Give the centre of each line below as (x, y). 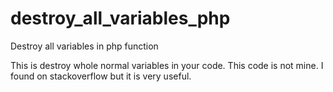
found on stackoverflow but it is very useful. (101, 76)
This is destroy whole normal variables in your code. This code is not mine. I (167, 65)
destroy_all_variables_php (120, 18)
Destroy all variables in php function (84, 46)
